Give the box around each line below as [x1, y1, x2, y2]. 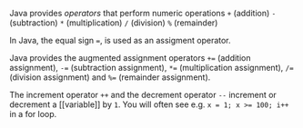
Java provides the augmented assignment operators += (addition [9, 53, 251, 63]
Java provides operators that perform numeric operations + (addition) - [9, 8, 277, 18]
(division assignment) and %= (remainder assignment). [9, 72, 211, 83]
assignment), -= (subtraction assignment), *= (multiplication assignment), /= [9, 63, 294, 73]
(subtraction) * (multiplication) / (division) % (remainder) [9, 17, 218, 28]
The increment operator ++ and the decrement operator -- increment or [9, 90, 278, 100]
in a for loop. [9, 109, 57, 119]
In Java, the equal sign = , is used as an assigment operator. [9, 35, 231, 45]
